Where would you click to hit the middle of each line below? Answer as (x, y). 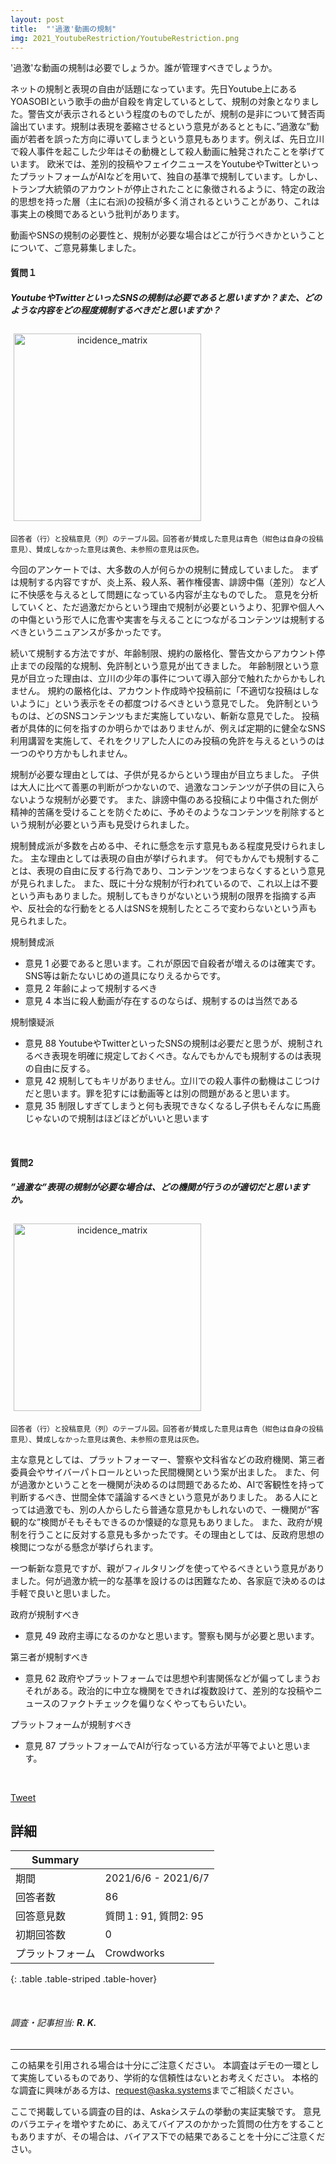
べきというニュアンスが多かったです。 (88, 632)
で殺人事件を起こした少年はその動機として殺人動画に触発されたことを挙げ (163, 152)
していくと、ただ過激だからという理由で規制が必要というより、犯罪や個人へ (167, 607)
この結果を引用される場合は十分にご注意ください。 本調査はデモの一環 (156, 2065)
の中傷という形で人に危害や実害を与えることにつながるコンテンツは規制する (168, 619)
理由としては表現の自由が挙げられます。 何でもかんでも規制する (179, 858)
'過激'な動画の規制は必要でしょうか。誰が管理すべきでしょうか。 (144, 68)
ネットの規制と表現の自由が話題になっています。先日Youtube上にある (154, 89)
